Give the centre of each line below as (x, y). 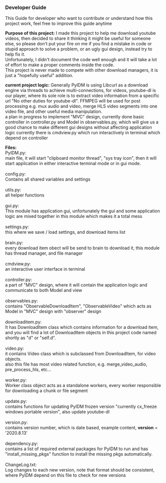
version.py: (17, 422)
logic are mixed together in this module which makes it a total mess (74, 216)
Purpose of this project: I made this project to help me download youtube (81, 33)
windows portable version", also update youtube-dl (57, 412)
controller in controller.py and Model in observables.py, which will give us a (82, 122)
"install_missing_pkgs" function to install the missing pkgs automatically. (79, 454)
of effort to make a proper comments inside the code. (60, 65)
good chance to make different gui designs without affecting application (79, 127)
